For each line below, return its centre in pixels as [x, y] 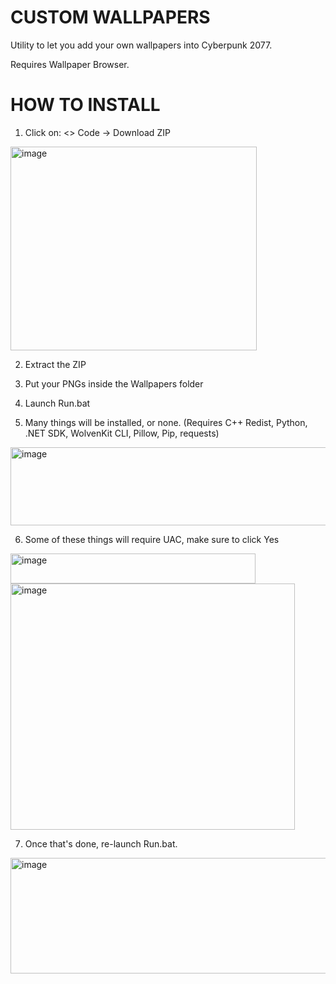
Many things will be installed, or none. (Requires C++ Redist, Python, [166, 422]
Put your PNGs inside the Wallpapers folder [114, 383]
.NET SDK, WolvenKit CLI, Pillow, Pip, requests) [122, 433]
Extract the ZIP [55, 364]
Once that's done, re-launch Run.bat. [101, 843]
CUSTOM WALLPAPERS [110, 17]
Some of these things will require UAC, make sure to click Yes [152, 539]
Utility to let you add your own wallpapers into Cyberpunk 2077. [141, 45]
